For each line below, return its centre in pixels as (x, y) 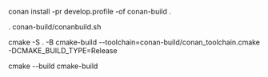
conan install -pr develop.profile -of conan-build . (90, 12)
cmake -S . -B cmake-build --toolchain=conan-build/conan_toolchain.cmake (134, 42)
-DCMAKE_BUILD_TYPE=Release (63, 50)
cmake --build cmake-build (53, 66)
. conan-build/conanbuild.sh (55, 27)
